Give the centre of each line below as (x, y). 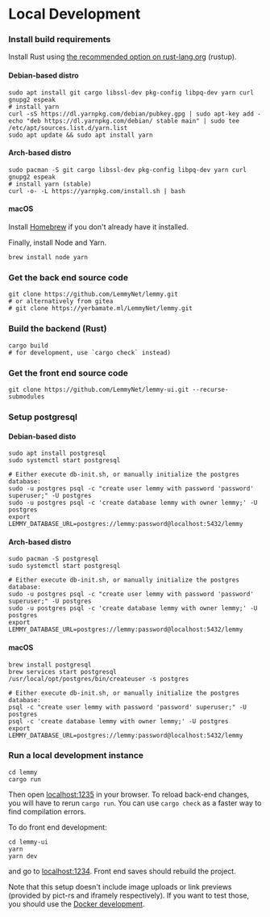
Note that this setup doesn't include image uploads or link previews (120, 886)
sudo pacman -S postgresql (54, 559)
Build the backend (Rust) (58, 329)
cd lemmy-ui (28, 842)
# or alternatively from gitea (61, 301)
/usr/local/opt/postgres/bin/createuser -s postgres (99, 679)
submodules (27, 397)
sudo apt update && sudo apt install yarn (81, 135)
